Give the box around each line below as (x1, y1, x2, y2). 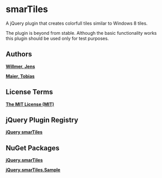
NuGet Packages (6, 144, 60, 152)
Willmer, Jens (6, 63, 35, 69)
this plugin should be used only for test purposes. (6, 35, 109, 41)
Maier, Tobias (6, 73, 35, 79)
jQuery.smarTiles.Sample (6, 167, 61, 173)
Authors (6, 50, 32, 58)
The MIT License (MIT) (6, 101, 55, 107)
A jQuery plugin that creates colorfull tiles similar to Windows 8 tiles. (6, 20, 148, 26)
